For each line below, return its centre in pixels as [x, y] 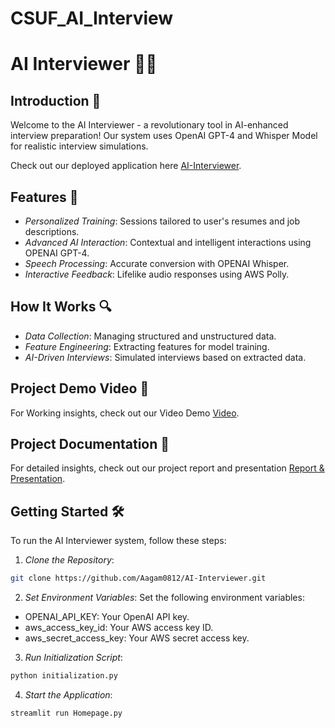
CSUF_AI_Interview [92, 18]
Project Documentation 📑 [90, 444]
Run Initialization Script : [73, 658]
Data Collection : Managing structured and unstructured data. [150, 336]
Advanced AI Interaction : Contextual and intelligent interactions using [168, 242]
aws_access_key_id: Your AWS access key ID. [119, 628]
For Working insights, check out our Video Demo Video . [125, 413]
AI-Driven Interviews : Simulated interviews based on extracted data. [165, 357]
